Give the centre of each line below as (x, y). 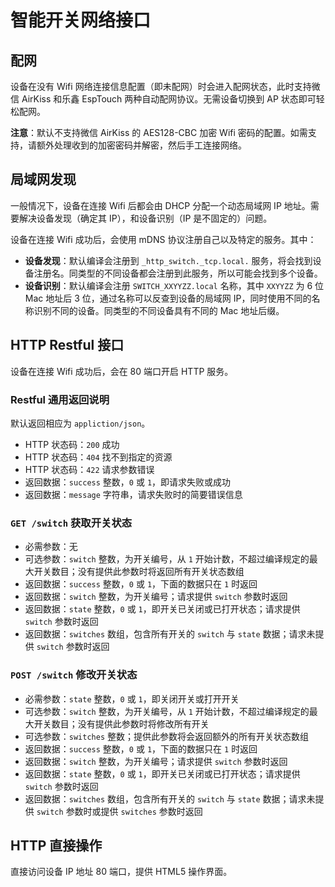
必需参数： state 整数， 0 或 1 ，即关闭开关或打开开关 (132, 698)
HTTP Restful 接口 (67, 345)
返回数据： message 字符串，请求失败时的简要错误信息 (133, 494)
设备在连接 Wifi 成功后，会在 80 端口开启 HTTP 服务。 (122, 371)
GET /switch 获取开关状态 (71, 523)
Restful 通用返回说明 (60, 399)
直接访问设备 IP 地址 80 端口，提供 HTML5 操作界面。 (121, 872)
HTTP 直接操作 (56, 845)
